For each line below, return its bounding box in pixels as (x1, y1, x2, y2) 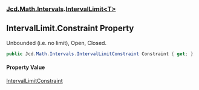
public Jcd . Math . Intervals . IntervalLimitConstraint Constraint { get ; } (6, 50, 194, 57)
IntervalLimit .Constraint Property (6, 23, 134, 34)
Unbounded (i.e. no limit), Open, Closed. (6, 39, 107, 46)
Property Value (6, 64, 45, 71)
